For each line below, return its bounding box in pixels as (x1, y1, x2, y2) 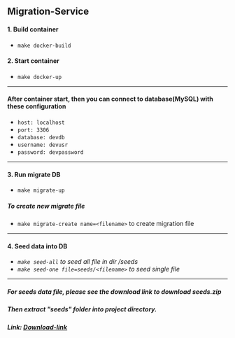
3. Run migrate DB (7, 170, 61, 178)
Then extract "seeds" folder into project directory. (7, 305, 157, 314)
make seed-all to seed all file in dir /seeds (17, 258, 138, 266)
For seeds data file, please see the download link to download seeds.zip (7, 287, 222, 296)
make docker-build (17, 42, 71, 49)
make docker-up (17, 73, 62, 80)
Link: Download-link (7, 323, 68, 331)
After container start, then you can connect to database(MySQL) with (7, 94, 213, 104)
